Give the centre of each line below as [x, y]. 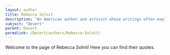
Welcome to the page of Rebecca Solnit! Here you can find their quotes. [80, 47]
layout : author [21, 10]
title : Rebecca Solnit [29, 14]
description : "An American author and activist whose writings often [80, 19]
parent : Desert [21, 28]
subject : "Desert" [25, 24]
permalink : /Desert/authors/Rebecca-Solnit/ [53, 33]
